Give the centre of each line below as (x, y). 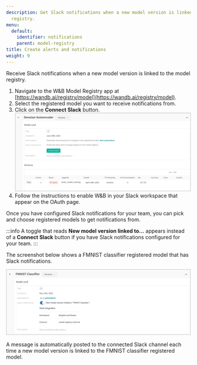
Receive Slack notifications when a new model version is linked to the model (98, 73)
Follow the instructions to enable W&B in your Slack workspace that (96, 195)
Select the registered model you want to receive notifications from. (95, 103)
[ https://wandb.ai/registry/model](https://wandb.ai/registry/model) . (96, 97)
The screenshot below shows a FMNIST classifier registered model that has (97, 255)
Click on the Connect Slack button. (57, 109)
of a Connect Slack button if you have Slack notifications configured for (93, 237)
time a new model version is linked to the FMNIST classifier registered (90, 351)
